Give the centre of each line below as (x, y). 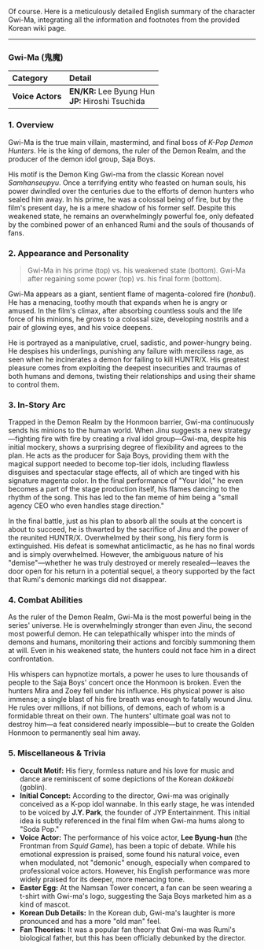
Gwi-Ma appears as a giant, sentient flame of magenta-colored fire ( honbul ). (132, 294)
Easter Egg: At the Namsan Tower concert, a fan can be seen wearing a (136, 887)
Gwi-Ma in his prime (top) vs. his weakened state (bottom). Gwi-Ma (136, 270)
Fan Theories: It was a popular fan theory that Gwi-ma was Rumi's (127, 930)
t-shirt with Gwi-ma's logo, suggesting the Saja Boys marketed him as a (136, 896)
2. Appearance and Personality (69, 253)
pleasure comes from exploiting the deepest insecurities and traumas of (125, 367)
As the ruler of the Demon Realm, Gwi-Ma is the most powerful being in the (130, 617)
